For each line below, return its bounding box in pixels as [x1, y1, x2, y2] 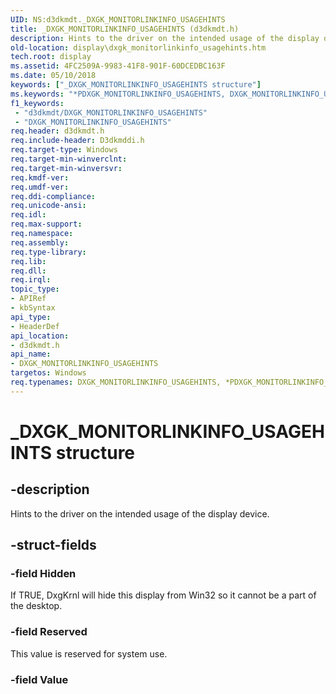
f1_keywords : [10, 98, 65, 108]
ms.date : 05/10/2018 [10, 71, 97, 81]
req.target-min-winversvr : [10, 163, 123, 173]
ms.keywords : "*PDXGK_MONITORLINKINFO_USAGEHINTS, [10, 89, 226, 99]
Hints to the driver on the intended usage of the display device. [10, 507, 270, 520]
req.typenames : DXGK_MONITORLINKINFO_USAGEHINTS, [10, 377, 222, 387]
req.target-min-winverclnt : [10, 154, 128, 164]
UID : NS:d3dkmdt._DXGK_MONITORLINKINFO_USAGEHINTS [10, 14, 226, 25]
